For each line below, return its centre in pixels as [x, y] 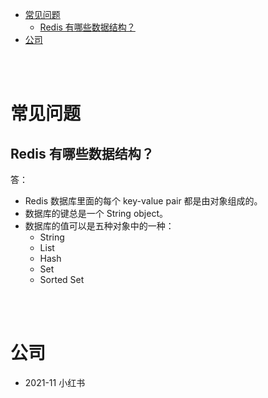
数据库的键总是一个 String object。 [96, 213]
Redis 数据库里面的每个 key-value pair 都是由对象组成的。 [143, 201]
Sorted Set [62, 279]
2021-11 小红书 [55, 382]
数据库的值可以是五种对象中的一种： [99, 226]
